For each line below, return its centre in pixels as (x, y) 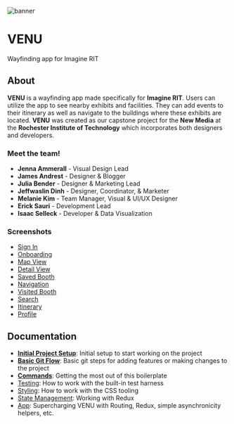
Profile (27, 314)
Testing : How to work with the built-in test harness (90, 383)
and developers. (31, 135)
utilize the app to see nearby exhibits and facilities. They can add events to (115, 105)
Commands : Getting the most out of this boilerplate (92, 375)
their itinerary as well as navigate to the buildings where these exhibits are (115, 113)
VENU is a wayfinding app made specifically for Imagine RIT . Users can (111, 98)
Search (28, 300)
